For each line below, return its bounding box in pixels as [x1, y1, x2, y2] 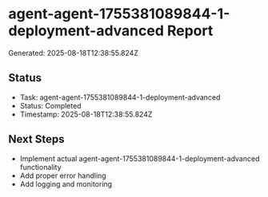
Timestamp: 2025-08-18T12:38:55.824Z [19, 109, 153, 119]
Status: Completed [19, 100, 82, 110]
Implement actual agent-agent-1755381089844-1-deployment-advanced [19, 153, 260, 164]
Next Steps [8, 132, 65, 146]
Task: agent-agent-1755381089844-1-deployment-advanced [19, 93, 221, 102]
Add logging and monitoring [19, 179, 113, 188]
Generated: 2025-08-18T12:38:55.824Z [8, 48, 138, 57]
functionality [19, 162, 62, 171]
